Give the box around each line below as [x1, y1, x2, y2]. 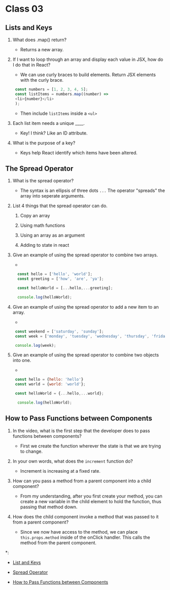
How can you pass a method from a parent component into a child [12, 478, 151, 484]
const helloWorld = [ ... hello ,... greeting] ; [17, 285, 113, 291]
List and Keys [12, 559, 41, 565]
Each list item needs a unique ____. [12, 120, 85, 126]
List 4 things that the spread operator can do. [12, 203, 108, 209]
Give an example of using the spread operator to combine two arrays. [12, 252, 158, 258]
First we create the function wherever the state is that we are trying [20, 443, 161, 449]
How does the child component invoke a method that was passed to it [12, 513, 159, 519]
